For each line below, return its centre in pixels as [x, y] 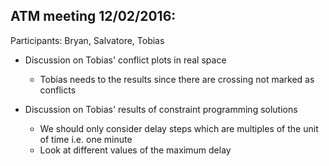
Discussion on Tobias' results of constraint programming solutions [161, 109]
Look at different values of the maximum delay [135, 150]
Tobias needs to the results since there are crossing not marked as [177, 79]
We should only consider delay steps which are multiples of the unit [179, 128]
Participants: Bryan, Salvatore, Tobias [87, 40]
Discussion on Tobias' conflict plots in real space [125, 60]
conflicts [58, 90]
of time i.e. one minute [86, 139]
